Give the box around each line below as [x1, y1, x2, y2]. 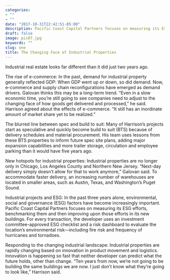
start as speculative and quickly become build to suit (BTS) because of [5, 126, 153, 132]
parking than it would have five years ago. [5, 148, 93, 154]
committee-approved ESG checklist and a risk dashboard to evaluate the [5, 221, 157, 227]
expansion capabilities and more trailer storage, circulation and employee [5, 142, 158, 148]
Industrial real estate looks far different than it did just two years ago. [5, 64, 149, 70]
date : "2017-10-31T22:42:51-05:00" [5, 21, 80, 27]
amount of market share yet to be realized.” [5, 111, 96, 117]
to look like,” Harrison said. [5, 269, 62, 275]
